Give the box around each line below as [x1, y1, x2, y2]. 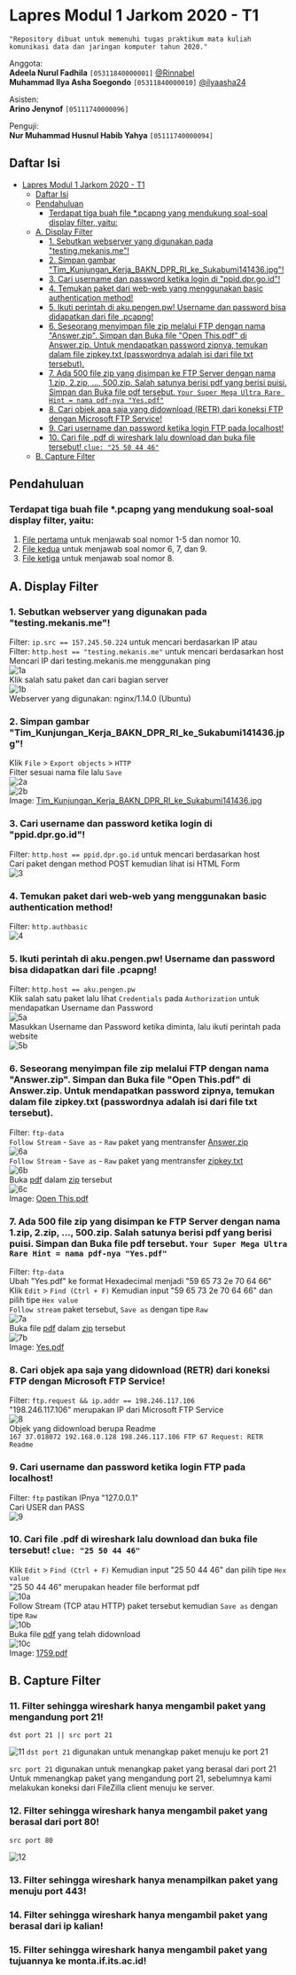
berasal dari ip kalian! [9, 1919, 104, 1932]
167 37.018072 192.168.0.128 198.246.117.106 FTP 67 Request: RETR [9, 1433, 264, 1442]
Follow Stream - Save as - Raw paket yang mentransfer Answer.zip [9, 1136, 249, 1147]
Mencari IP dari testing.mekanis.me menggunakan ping [9, 655, 211, 666]
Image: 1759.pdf [9, 1647, 68, 1658]
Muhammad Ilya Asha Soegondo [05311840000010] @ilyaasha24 [9, 76, 246, 87]
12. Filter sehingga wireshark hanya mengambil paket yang [9, 1805, 268, 1817]
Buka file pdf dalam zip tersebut [9, 1322, 126, 1333]
